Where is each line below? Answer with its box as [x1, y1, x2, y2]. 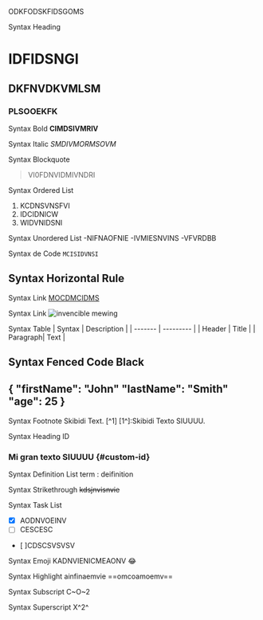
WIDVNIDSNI [19, 218, 63, 227]
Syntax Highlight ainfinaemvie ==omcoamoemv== [8, 571, 174, 581]
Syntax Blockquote [8, 155, 70, 164]
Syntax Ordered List [8, 185, 74, 194]
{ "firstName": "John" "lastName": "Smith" [8, 383, 229, 396]
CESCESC [19, 525, 53, 535]
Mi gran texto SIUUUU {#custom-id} [8, 451, 151, 462]
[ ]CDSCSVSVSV [19, 541, 76, 551]
